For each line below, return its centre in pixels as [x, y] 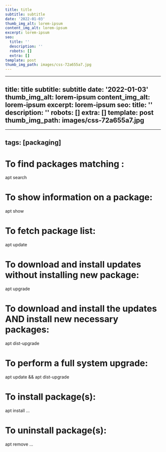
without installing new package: [72, 275]
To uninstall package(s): [56, 431]
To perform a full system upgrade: [77, 363]
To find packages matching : [65, 164]
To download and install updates [73, 265]
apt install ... [18, 411]
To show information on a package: [79, 197]
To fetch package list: [50, 231]
